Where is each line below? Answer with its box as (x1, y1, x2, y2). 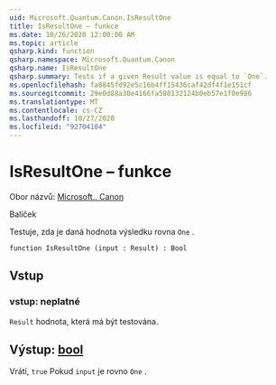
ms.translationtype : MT (9, 97, 99, 107)
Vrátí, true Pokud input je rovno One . (9, 366, 147, 377)
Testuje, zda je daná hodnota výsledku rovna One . (9, 226, 195, 237)
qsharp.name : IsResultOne (9, 64, 106, 73)
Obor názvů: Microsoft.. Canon (9, 191, 124, 202)
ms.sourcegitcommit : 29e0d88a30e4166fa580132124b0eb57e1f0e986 (9, 89, 253, 98)
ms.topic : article (9, 38, 78, 48)
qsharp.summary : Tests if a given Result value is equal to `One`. (9, 72, 269, 81)
